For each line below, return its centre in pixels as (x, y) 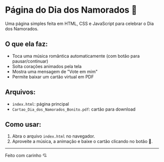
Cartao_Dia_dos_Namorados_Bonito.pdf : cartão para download (74, 109)
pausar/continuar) (30, 61)
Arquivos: (20, 92)
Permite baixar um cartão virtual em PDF (53, 77)
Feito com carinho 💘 (26, 156)
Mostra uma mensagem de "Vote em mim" (55, 71)
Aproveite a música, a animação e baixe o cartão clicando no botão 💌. (82, 141)
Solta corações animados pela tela (47, 66)
